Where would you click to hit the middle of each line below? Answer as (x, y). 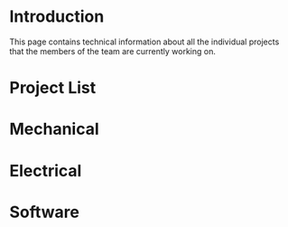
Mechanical (54, 129)
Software (44, 212)
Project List (53, 88)
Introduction (57, 17)
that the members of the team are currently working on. (113, 51)
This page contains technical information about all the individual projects (144, 42)
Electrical (46, 170)
